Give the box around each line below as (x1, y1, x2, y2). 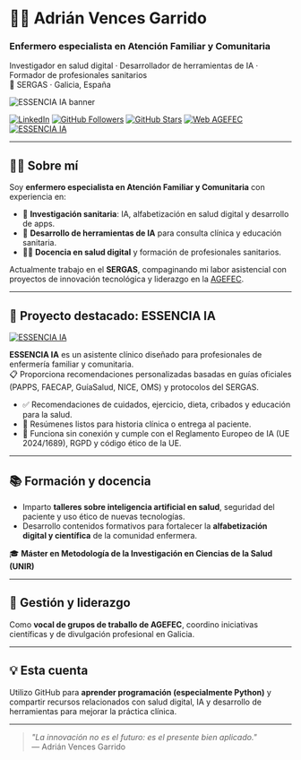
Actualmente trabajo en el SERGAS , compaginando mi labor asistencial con (9, 264, 287, 275)
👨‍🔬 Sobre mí (9, 158, 79, 173)
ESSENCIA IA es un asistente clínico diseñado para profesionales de (9, 350, 262, 360)
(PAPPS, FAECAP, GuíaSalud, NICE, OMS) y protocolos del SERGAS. (9, 382, 260, 393)
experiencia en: (9, 192, 67, 203)
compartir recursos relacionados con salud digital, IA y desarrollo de (9, 696, 262, 707)
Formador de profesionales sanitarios (9, 70, 148, 81)
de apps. (21, 219, 56, 229)
